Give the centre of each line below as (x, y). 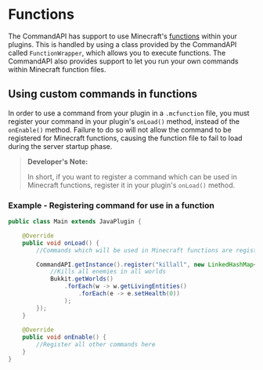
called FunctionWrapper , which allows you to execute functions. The (117, 53)
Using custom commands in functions (103, 94)
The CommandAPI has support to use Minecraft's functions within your (122, 36)
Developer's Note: (58, 161)
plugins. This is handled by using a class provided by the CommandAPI (122, 44)
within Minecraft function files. (57, 69)
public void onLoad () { (61, 243)
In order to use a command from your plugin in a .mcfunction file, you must (129, 113)
